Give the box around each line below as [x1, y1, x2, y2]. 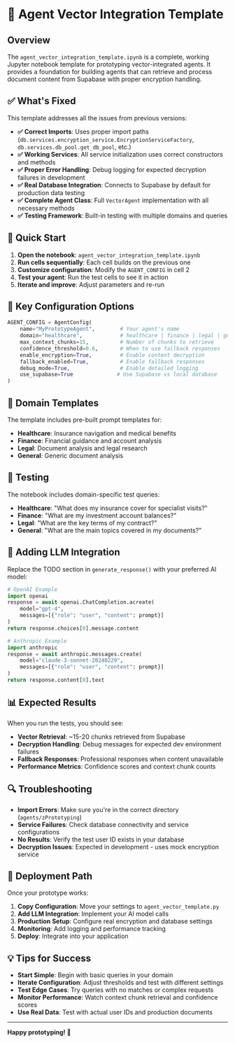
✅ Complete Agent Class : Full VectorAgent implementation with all [17, 196, 209, 204]
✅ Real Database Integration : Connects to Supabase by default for [17, 180, 211, 189]
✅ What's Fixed [7, 95, 76, 107]
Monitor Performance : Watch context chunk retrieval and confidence [17, 993, 218, 1002]
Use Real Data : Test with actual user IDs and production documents [17, 1008, 213, 1016]
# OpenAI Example [7, 586, 58, 593]
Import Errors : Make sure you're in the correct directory [17, 805, 180, 814]
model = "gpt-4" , [20, 605, 64, 613]
